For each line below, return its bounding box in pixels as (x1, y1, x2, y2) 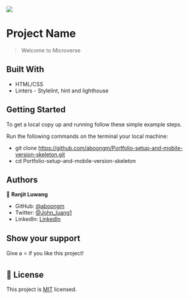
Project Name (6, 27, 76, 41)
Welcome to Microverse (21, 46, 81, 54)
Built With (6, 64, 44, 75)
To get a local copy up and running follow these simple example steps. (6, 120, 182, 128)
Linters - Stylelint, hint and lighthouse (15, 87, 109, 94)
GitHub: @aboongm (15, 202, 65, 210)
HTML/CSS (15, 80, 44, 88)
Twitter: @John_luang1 (15, 209, 72, 216)
